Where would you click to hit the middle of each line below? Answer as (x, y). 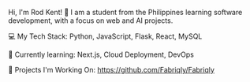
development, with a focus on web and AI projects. (91, 20)
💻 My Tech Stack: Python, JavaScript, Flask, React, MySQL (105, 36)
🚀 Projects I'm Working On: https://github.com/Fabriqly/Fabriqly (112, 70)
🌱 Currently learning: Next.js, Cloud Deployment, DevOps (101, 54)
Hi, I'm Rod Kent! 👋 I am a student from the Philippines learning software (125, 12)
